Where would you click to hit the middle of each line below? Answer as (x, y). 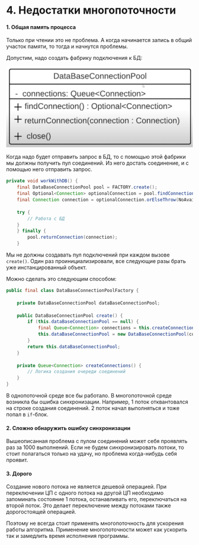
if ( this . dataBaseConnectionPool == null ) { (83, 322)
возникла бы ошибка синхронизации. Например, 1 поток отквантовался (97, 402)
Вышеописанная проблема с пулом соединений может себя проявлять (97, 441)
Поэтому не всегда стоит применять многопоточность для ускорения (95, 523)
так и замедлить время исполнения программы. (68, 536)
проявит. (17, 460)
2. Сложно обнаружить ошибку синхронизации (68, 428)
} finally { (31, 231)
